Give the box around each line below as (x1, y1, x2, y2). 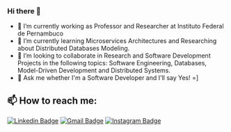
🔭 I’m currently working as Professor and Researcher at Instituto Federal (17, 22, 224, 31)
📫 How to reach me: (7, 94, 97, 106)
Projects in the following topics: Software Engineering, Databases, (17, 59, 207, 67)
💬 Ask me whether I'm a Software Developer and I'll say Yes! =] (17, 74, 199, 82)
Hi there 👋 (7, 6, 42, 16)
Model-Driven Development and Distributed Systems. (17, 66, 170, 75)
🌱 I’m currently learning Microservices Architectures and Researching (17, 37, 217, 45)
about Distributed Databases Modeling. (17, 44, 130, 53)
